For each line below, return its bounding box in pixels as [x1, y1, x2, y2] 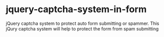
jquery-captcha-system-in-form [6, 4, 147, 15]
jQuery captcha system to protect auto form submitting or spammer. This [6, 20, 159, 26]
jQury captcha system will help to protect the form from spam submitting [6, 25, 159, 31]
